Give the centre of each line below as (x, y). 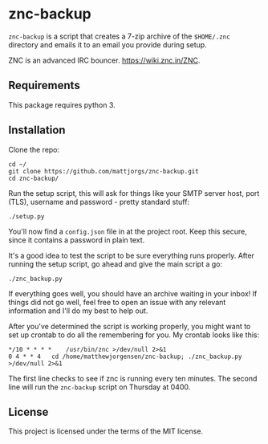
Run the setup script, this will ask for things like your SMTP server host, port (134, 193)
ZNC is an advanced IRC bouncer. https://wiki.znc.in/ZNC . (104, 60)
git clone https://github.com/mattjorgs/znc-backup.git (104, 171)
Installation (37, 130)
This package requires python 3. (62, 104)
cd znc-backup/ (34, 178)
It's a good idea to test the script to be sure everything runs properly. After (132, 255)
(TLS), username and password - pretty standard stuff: (99, 202)
